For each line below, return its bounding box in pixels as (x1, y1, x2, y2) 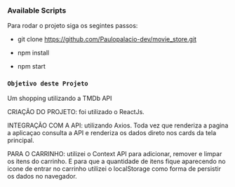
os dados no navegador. (7, 172, 77, 180)
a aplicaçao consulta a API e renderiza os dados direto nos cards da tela (7, 128, 216, 137)
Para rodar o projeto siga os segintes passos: (7, 22, 138, 30)
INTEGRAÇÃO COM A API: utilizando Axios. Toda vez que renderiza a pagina (7, 121, 229, 130)
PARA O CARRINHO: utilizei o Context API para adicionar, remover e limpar (7, 149, 222, 158)
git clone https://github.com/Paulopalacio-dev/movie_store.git (17, 35, 197, 43)
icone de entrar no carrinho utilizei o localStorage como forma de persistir (7, 164, 221, 173)
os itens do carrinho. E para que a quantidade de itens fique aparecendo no (7, 157, 226, 165)
